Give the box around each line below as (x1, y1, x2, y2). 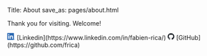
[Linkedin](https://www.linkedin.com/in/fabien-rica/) (16, 34, 167, 41)
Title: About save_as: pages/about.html (7, 6, 119, 14)
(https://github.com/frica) (7, 41, 81, 49)
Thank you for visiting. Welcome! (7, 19, 101, 27)
